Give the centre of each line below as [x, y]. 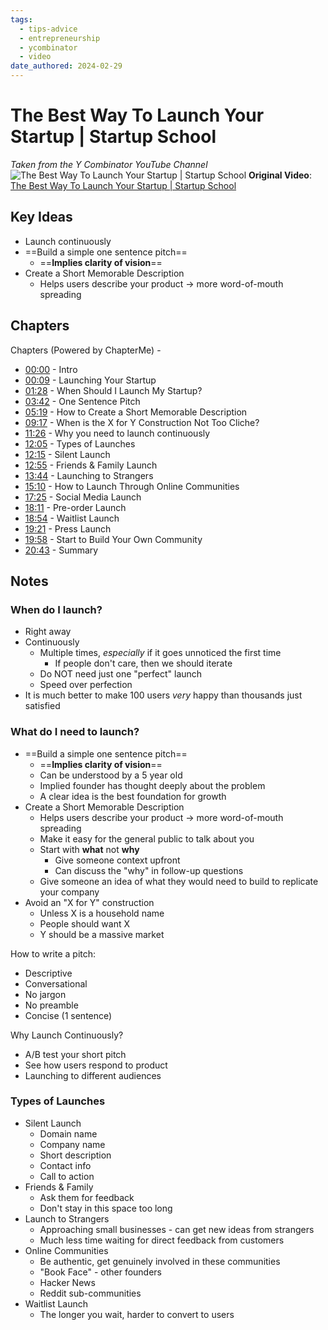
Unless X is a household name [102, 913]
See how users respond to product [96, 1065]
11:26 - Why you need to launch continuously [117, 433]
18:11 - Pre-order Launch [75, 507]
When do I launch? [56, 609]
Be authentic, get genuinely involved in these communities [160, 1261]
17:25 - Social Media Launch [83, 497]
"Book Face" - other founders [100, 1272]
